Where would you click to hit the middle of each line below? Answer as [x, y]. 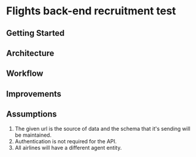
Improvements [34, 94]
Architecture [30, 53]
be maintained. [33, 135]
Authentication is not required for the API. [66, 141]
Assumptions [32, 114]
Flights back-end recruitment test [91, 11]
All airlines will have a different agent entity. [68, 147]
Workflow [25, 74]
